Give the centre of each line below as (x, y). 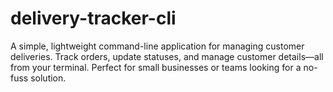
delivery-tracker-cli (93, 18)
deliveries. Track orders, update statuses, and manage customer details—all (167, 56)
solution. (48, 78)
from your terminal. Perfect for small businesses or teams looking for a (156, 67)
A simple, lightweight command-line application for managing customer (157, 46)
